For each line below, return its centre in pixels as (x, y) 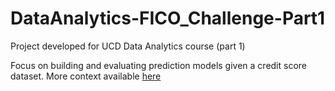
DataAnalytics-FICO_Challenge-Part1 (168, 18)
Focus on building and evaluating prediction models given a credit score (159, 65)
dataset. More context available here (86, 76)
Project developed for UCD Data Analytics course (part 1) (128, 46)
